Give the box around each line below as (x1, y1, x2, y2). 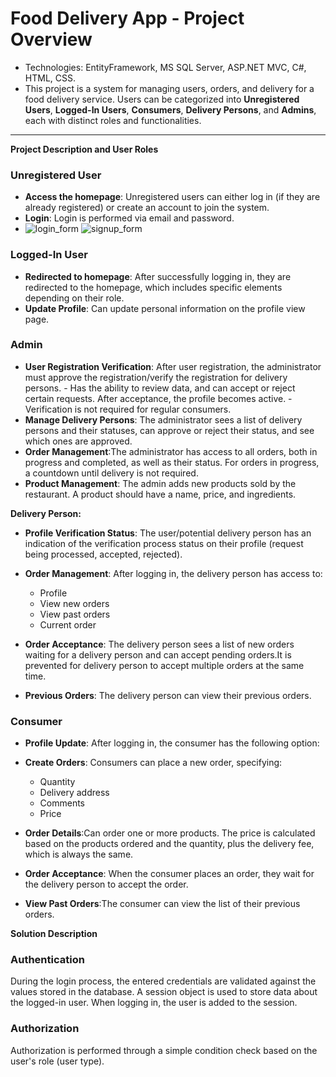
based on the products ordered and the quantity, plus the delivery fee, (24, 838, 315, 850)
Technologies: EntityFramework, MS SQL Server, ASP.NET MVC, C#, (24, 61, 307, 73)
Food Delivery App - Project (10, 7, 245, 30)
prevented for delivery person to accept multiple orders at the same (24, 659, 305, 671)
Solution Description (10, 928, 98, 940)
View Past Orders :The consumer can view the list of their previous (24, 898, 301, 910)
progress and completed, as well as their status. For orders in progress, (24, 456, 320, 468)
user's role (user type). (10, 1055, 105, 1067)
